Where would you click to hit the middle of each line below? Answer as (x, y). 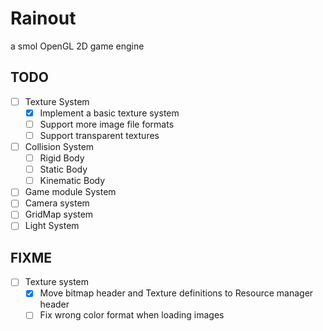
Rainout (43, 18)
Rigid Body (62, 158)
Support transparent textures (99, 135)
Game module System (70, 192)
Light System (52, 226)
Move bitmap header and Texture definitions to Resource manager (176, 293)
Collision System (59, 146)
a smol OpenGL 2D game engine (77, 46)
